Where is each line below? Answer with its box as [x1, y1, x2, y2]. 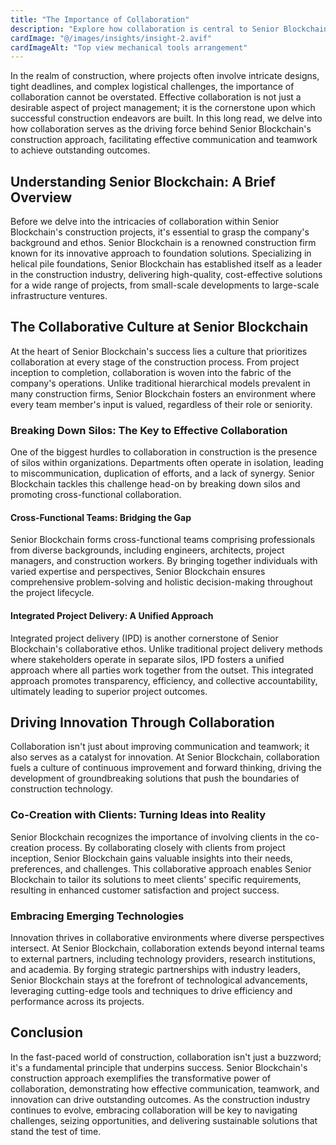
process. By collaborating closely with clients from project [46, 841, 286, 853]
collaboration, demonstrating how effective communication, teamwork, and [10, 1082, 320, 1095]
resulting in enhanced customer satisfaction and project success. [10, 884, 280, 896]
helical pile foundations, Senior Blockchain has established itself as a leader [10, 258, 323, 270]
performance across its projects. [10, 995, 145, 1007]
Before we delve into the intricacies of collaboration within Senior [10, 216, 280, 228]
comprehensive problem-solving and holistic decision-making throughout [10, 576, 313, 588]
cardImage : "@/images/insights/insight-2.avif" [10, 33, 213, 43]
